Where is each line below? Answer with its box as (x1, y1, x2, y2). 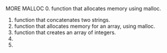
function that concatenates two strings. (14, 16, 111, 23)
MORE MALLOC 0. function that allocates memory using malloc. (5, 5, 161, 12)
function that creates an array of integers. (14, 29, 116, 36)
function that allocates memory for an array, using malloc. (14, 23, 155, 29)
